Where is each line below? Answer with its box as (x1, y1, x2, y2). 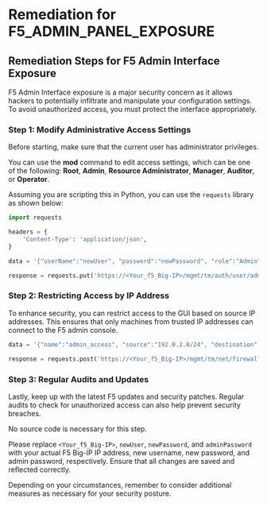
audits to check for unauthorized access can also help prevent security (8, 400, 241, 410)
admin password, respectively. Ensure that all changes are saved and (8, 456, 235, 465)
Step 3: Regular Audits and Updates (8, 373, 149, 384)
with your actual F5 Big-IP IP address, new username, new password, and (8, 447, 250, 458)
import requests (8, 214, 62, 222)
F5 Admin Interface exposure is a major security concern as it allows (8, 87, 233, 97)
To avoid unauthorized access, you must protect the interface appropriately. (8, 105, 257, 114)
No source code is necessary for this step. (8, 423, 147, 434)
